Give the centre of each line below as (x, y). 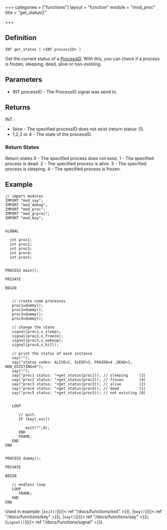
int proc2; (21, 244)
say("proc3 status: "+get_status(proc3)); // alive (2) (79, 384)
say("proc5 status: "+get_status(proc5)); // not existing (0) (79, 393)
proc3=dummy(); (27, 314)
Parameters (24, 80)
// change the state (33, 327)
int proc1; (21, 240)
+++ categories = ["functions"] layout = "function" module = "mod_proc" (80, 7)
